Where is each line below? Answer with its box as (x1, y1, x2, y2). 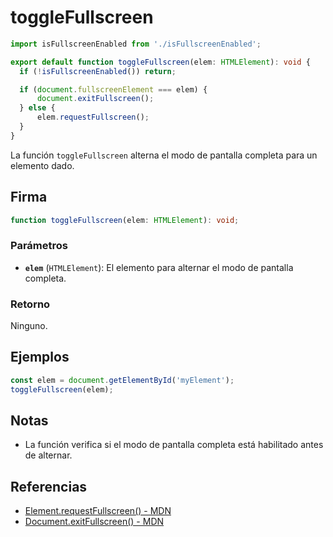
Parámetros (10, 239, 68, 253)
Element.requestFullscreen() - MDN (24, 505, 172, 517)
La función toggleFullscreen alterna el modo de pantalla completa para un (10, 149, 318, 161)
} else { (19, 103, 56, 113)
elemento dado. (10, 159, 75, 171)
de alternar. (24, 449, 73, 461)
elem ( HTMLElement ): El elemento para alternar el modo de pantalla (24, 261, 294, 273)
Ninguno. (10, 320, 48, 332)
